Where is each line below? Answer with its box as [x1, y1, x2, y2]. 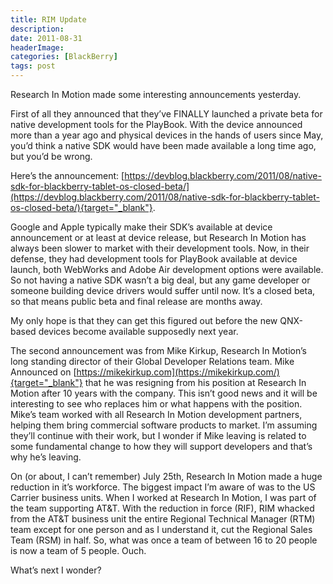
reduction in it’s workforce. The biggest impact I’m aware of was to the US [10, 481, 316, 493]
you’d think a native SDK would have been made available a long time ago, [10, 140, 317, 151]
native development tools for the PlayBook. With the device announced [10, 119, 303, 130]
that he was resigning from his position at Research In [84, 377, 307, 388]
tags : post [10, 61, 56, 71]
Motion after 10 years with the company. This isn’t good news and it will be [10, 387, 318, 399]
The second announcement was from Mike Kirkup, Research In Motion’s [10, 345, 307, 356]
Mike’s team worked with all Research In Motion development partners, [10, 409, 303, 420]
